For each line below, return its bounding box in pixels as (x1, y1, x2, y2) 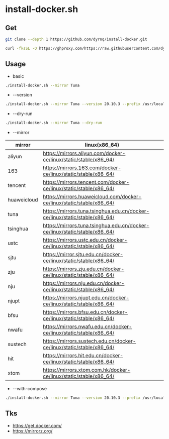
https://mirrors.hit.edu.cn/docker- (42, 352, 123, 359)
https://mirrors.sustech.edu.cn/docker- (42, 338, 136, 345)
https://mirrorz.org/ (12, 428, 53, 434)
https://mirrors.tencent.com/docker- (42, 179, 130, 186)
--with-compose (12, 386, 47, 392)
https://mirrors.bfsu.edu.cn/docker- (42, 309, 128, 316)
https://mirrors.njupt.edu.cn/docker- (42, 294, 130, 301)
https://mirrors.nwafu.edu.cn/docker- (42, 323, 132, 330)
